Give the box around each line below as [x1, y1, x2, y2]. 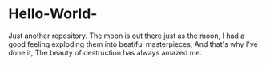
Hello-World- [8, 5, 98, 23]
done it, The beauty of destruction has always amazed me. [8, 48, 203, 57]
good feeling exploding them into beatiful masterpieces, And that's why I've [8, 39, 258, 48]
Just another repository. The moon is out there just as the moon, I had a [8, 31, 245, 40]
